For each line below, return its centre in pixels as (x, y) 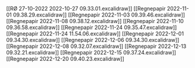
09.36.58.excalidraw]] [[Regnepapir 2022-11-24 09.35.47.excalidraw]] (92, 27)
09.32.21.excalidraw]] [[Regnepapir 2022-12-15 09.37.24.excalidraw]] (91, 52)
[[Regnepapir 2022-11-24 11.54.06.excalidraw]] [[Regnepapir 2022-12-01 (95, 34)
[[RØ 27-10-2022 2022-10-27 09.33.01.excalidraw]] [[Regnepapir (86, 9)
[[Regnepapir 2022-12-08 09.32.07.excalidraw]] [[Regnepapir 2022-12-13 (96, 46)
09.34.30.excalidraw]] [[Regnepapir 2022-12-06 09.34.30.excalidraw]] (93, 40)
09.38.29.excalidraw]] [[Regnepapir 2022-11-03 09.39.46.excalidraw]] (99, 15)
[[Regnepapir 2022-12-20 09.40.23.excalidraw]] (65, 59)
